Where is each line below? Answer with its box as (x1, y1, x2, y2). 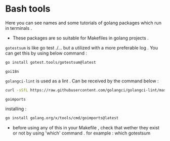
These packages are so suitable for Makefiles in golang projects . (12, 35, 149, 41)
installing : (5, 106, 27, 112)
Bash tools (5, 3, 51, 15)
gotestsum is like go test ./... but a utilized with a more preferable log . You (5, 44, 158, 51)
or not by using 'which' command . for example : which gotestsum (12, 130, 151, 136)
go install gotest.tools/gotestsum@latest (5, 60, 96, 65)
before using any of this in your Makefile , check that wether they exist (12, 124, 159, 130)
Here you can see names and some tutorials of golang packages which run (5, 20, 162, 26)
